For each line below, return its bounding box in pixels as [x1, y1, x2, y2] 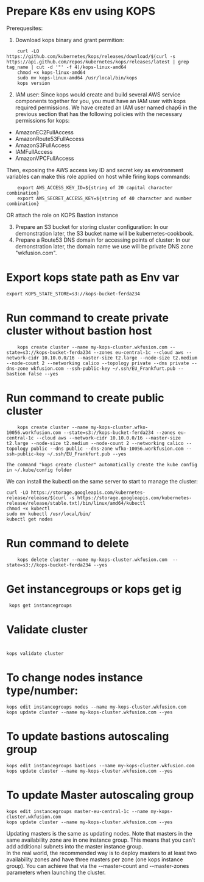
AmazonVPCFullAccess [15, 154, 74, 162]
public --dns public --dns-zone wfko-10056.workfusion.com [30, 446, 184, 452]
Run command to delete [6, 536, 129, 550]
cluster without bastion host [6, 324, 152, 338]
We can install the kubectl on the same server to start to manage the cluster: [6, 477, 198, 485]
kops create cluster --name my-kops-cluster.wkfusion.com [17, 344, 167, 350]
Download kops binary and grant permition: [15, 36, 124, 43]
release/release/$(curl [6, 494, 67, 501]
